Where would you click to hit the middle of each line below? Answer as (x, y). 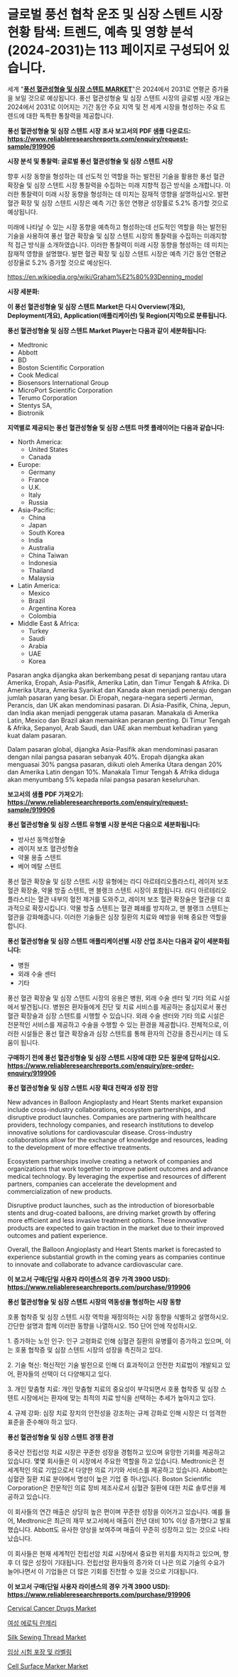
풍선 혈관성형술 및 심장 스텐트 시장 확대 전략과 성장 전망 (83, 1088)
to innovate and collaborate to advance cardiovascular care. (95, 1264)
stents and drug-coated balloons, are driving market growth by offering (112, 1213)
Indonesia (43, 562)
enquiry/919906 (32, 1073)
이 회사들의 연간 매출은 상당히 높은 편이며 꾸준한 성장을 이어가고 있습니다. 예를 (115, 1512)
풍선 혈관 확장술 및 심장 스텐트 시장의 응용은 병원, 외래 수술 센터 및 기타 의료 (112, 998)
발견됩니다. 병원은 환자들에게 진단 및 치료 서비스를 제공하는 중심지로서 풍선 (124, 1006)
